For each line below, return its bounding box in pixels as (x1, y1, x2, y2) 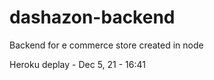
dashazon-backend (9, 6, 176, 29)
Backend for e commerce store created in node (9, 39, 204, 51)
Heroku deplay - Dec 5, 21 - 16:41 (9, 58, 146, 70)
